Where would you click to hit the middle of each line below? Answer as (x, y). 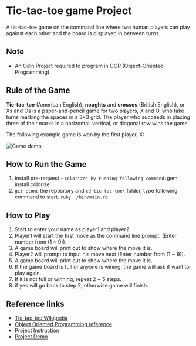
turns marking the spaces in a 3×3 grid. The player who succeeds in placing (98, 117)
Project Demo (31, 337)
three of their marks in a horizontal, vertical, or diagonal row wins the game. (98, 123)
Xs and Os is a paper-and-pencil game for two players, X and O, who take (95, 111)
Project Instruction (37, 330)
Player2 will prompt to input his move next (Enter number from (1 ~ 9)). (100, 254)
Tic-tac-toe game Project (69, 11)
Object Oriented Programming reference (63, 324)
